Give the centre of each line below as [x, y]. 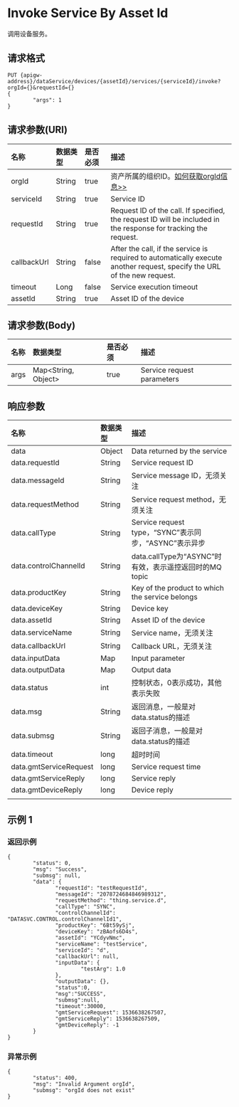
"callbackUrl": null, [87, 956]
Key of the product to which [177, 588]
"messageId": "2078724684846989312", [111, 894]
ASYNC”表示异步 [177, 544]
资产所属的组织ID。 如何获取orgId [165, 176]
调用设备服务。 [29, 33]
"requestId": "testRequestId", [101, 888]
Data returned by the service [179, 451]
